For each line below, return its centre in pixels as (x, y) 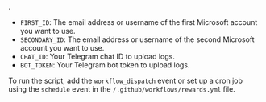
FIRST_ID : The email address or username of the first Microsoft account (139, 22)
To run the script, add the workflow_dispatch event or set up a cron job (126, 80)
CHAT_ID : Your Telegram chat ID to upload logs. (97, 56)
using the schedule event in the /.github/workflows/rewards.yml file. (122, 89)
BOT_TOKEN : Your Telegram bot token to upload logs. (105, 65)
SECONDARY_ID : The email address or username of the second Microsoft (137, 39)
